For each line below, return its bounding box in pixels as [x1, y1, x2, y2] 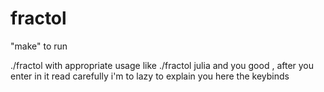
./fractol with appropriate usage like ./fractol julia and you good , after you [10, 59, 315, 71]
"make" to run [10, 40, 68, 52]
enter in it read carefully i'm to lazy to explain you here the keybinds [10, 70, 290, 82]
